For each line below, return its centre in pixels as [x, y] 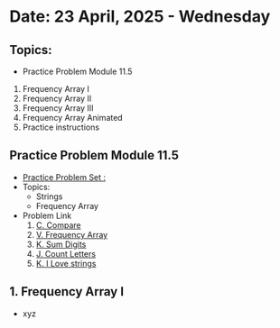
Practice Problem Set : [64, 177]
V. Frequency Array [72, 234]
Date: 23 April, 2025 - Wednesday [140, 17]
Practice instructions [61, 127]
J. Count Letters [66, 253]
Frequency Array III [58, 108]
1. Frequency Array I [67, 292]
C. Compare [58, 225]
